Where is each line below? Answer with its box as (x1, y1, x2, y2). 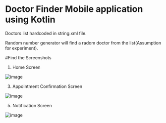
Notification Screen (12, 102, 52, 108)
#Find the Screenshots (5, 54, 52, 60)
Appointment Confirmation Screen (12, 83, 83, 89)
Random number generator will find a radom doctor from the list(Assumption (5, 40, 162, 45)
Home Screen (12, 64, 41, 70)
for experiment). (5, 45, 38, 51)
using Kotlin (5, 14, 55, 25)
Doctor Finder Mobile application (5, 3, 143, 15)
